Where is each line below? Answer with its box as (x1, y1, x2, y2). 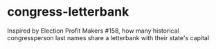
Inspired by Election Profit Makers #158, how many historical (7, 27, 179, 35)
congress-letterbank (7, 4, 129, 20)
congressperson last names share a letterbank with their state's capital (7, 33, 210, 42)
